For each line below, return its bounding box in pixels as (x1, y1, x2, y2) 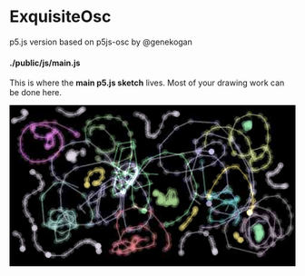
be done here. (9, 87, 62, 98)
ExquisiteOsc (9, 6, 112, 27)
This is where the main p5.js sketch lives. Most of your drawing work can (9, 77, 285, 88)
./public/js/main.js (9, 57, 81, 68)
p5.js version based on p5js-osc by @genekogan (9, 36, 193, 47)
